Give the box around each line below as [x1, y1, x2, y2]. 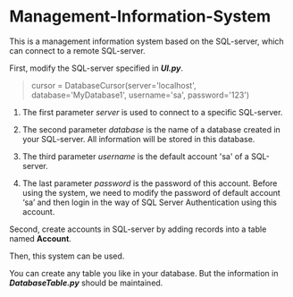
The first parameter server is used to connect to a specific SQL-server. [21, 106, 283, 117]
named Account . [9, 233, 71, 243]
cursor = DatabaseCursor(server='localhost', [30, 80, 197, 90]
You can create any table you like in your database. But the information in [9, 267, 279, 278]
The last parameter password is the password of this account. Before [21, 177, 278, 189]
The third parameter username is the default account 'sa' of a [21, 150, 250, 162]
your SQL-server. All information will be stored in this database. [21, 133, 255, 144]
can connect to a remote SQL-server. [9, 45, 146, 55]
